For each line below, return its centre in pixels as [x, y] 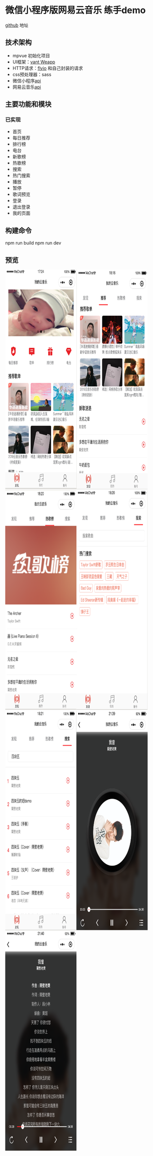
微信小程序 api [27, 80]
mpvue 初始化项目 [31, 55]
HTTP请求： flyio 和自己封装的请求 [48, 68]
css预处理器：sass [32, 74]
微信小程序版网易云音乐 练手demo [75, 10]
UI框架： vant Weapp [34, 62]
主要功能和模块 [28, 104]
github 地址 [17, 25]
